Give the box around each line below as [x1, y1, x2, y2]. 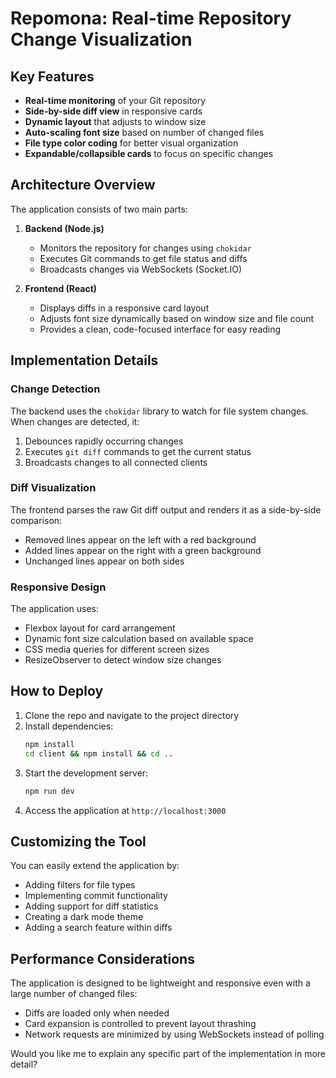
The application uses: [10, 603, 100, 615]
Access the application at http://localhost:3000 [24, 804, 227, 816]
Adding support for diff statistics [24, 900, 159, 912]
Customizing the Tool [10, 833, 147, 850]
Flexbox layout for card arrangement [24, 622, 176, 634]
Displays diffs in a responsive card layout [39, 302, 210, 314]
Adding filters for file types [24, 879, 136, 891]
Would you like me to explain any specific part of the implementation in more [10, 1048, 326, 1060]
